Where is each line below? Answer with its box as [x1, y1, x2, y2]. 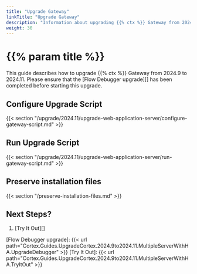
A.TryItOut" [6, 261, 33, 268]
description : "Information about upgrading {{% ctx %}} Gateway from [6, 19, 180, 25]
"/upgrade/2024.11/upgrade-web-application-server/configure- [34, 115, 188, 121]
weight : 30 [6, 25, 33, 31]
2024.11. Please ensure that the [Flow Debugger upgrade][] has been [6, 76, 172, 83]
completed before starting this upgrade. [6, 82, 103, 89]
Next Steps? [6, 209, 52, 219]
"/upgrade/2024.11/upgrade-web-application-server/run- [34, 153, 172, 160]
